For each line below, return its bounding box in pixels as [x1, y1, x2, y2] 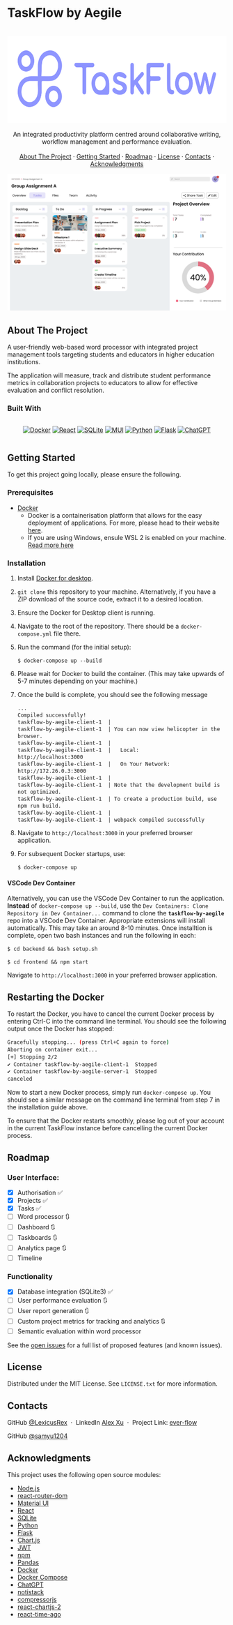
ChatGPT [17, 1580, 44, 1589]
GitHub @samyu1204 [7, 1432, 68, 1440]
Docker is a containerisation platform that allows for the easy [27, 511, 202, 519]
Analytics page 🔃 [17, 1244, 67, 1252]
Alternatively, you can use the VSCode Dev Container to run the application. [7, 894, 225, 903]
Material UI [17, 1499, 49, 1508]
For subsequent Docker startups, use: [17, 849, 126, 858]
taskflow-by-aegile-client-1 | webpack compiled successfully [17, 816, 205, 823]
